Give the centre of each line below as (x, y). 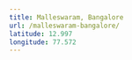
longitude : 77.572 (43, 42)
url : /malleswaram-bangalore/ (65, 26)
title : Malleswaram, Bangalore (66, 17)
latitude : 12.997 (41, 34)
